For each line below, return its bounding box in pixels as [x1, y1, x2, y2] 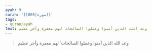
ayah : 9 [5, 7, 22, 13]
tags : [5, 17, 17, 22]
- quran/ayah [5, 21, 33, 27]
